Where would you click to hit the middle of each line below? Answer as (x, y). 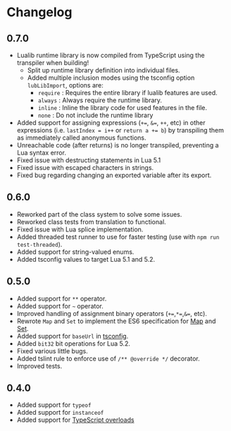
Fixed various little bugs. (52, 351)
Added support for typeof (54, 405)
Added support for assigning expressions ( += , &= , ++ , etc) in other (111, 123)
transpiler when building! (53, 63)
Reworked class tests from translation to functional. (91, 221)
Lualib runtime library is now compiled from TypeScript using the (111, 55)
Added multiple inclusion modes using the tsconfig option (111, 78)
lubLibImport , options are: (65, 85)
